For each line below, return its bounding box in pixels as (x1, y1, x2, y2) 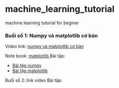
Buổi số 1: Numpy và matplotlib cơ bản (5, 32, 98, 39)
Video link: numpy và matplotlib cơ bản (5, 44, 84, 49)
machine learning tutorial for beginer (5, 20, 80, 26)
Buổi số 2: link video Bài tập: (5, 78, 62, 84)
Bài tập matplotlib (12, 68, 48, 74)
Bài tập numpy (12, 63, 42, 69)
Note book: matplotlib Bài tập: (5, 53, 65, 59)
